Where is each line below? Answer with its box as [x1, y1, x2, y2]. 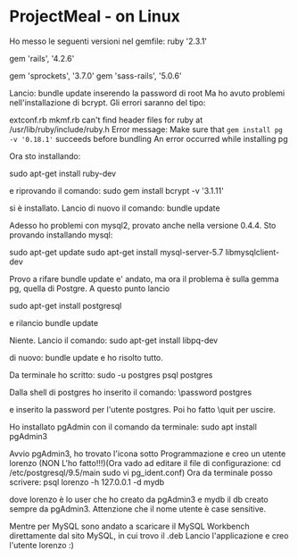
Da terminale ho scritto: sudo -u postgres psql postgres [9, 369, 213, 380]
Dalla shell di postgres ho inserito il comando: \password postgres [9, 387, 252, 397]
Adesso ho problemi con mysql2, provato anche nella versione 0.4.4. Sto [9, 220, 277, 230]
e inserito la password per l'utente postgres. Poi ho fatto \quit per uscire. [9, 404, 277, 414]
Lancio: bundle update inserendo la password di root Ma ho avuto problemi [9, 88, 286, 98]
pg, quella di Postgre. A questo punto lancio [9, 283, 170, 294]
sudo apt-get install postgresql [9, 300, 122, 311]
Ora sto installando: [9, 150, 81, 162]
